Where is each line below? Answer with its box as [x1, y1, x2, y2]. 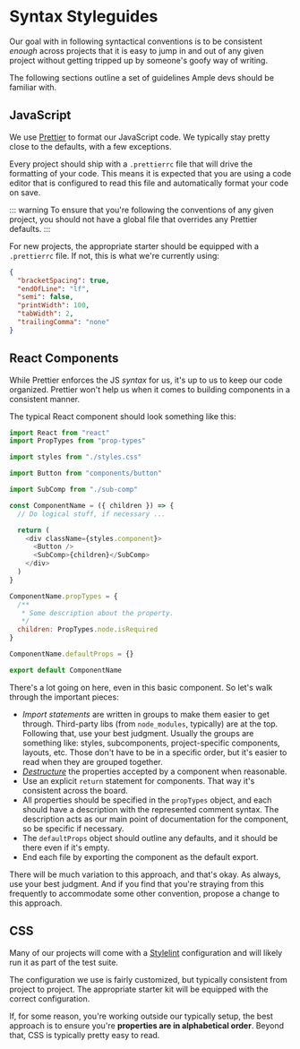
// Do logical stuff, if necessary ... [17, 509, 167, 519]
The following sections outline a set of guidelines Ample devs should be [9, 72, 275, 82]
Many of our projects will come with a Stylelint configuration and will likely [9, 947, 283, 958]
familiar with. [9, 82, 57, 92]
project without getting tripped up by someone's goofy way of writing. [9, 55, 269, 65]
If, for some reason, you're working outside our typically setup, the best [9, 1010, 273, 1021]
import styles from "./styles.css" [9, 452, 142, 462]
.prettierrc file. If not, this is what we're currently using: [9, 250, 219, 261]
